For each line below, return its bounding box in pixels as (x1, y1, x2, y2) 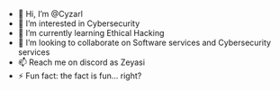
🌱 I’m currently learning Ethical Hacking (17, 28, 165, 38)
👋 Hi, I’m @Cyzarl (17, 9, 84, 19)
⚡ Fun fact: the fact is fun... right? (17, 70, 142, 81)
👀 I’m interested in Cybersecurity (17, 18, 140, 29)
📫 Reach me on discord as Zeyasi (17, 57, 146, 67)
